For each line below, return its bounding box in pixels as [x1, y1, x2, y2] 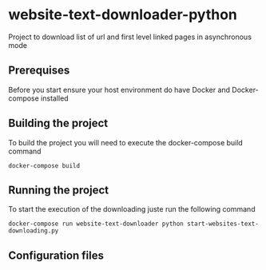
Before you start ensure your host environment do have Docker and [8, 85, 230, 94]
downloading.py [8, 227, 59, 235]
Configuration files [8, 248, 104, 262]
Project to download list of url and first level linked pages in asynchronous [8, 32, 252, 42]
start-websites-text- [186, 220, 260, 228]
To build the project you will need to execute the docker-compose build [8, 137, 244, 147]
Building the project [8, 117, 109, 130]
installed [41, 93, 69, 103]
